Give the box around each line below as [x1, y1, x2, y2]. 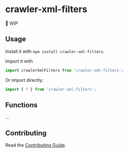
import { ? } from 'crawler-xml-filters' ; [5, 87, 97, 92]
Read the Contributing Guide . [5, 142, 67, 148]
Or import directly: [5, 77, 44, 83]
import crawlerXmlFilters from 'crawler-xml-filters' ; [5, 68, 124, 73]
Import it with [5, 58, 33, 64]
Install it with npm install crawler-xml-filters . [5, 48, 105, 54]
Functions [5, 100, 38, 109]
